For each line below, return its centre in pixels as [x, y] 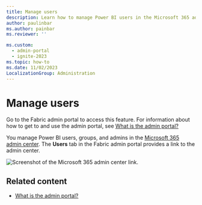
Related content [37, 181]
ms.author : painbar [31, 29]
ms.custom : [20, 45]
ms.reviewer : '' [26, 34]
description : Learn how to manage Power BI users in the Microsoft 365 [98, 17]
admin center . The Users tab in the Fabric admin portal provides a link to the [101, 144]
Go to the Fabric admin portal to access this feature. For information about [98, 120]
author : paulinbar [29, 23]
